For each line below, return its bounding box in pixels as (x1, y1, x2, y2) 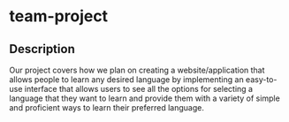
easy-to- (246, 74, 278, 85)
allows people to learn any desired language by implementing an (9, 74, 245, 85)
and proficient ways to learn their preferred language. (9, 103, 205, 112)
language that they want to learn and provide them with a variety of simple (9, 93, 280, 103)
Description (9, 42, 75, 57)
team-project (9, 6, 109, 27)
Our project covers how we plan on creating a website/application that (9, 65, 265, 75)
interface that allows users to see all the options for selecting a (24, 84, 254, 94)
